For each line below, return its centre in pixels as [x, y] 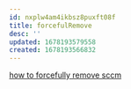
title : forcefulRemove [51, 26]
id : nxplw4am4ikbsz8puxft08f [62, 17]
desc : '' [25, 33]
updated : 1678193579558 [53, 42]
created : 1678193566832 [53, 50]
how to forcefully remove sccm [65, 75]
